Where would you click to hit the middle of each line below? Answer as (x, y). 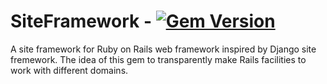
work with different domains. (69, 70)
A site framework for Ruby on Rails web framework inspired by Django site (163, 49)
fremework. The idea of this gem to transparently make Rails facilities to (158, 59)
